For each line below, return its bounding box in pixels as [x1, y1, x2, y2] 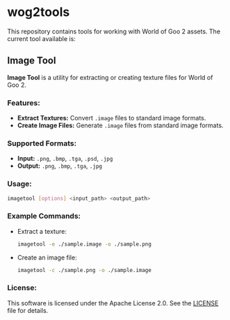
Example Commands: [7, 211, 81, 221]
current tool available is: [7, 34, 76, 42]
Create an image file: [17, 253, 78, 262]
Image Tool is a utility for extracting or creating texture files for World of [7, 73, 213, 81]
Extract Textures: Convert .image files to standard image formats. [17, 114, 206, 122]
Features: [7, 98, 40, 108]
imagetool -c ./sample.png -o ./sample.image [17, 266, 151, 273]
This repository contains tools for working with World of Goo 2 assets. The [7, 27, 221, 35]
